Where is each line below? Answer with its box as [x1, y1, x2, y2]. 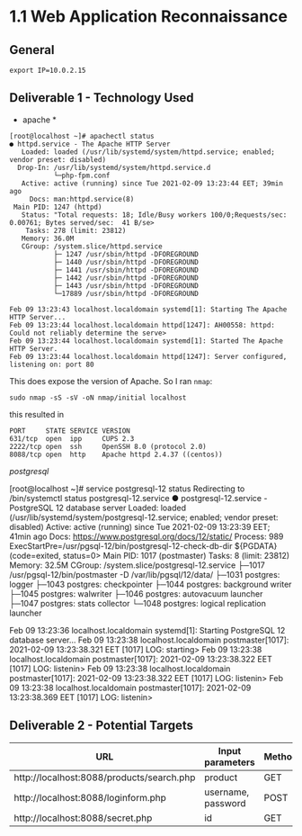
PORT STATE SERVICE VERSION [9, 426, 130, 436]
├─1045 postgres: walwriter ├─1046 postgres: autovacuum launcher [9, 588, 263, 599]
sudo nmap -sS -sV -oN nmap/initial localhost [9, 393, 187, 402]
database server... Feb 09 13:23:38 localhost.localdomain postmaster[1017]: [9, 634, 289, 645]
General [9, 42, 56, 58]
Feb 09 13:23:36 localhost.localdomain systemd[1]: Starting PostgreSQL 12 [9, 625, 286, 635]
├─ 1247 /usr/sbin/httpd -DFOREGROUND [53, 249, 200, 258]
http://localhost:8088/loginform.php [13, 791, 166, 804]
